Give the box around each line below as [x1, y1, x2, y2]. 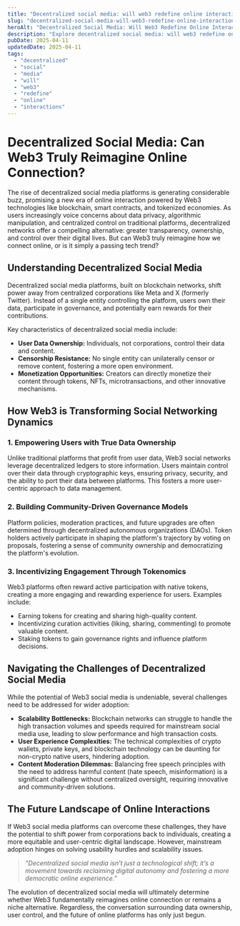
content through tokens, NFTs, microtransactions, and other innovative [17, 376, 226, 386]
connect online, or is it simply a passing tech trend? [7, 241, 159, 250]
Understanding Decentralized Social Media [7, 262, 203, 274]
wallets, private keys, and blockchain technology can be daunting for [17, 744, 221, 753]
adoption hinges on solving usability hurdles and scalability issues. [7, 845, 204, 853]
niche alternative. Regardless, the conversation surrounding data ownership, [7, 902, 232, 911]
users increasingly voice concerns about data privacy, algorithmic [7, 211, 201, 219]
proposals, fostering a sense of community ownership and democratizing [7, 540, 223, 550]
